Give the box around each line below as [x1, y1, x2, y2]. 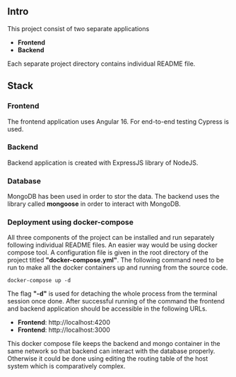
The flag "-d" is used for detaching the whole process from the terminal [7, 289, 218, 298]
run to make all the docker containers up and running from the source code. [7, 263, 228, 272]
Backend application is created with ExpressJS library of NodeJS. [7, 158, 199, 167]
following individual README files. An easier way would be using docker [7, 240, 218, 250]
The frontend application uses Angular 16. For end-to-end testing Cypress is [7, 117, 230, 126]
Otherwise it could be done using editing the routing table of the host [7, 354, 208, 363]
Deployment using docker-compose [7, 217, 134, 227]
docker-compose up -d [7, 277, 71, 284]
